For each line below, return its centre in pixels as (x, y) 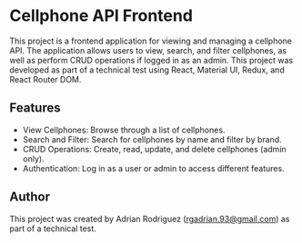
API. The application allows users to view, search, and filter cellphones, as (148, 50)
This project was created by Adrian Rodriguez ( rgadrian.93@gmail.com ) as (150, 219)
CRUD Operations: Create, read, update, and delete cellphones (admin (154, 149)
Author (30, 197)
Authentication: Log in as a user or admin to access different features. (153, 168)
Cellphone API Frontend (101, 16)
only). (33, 159)
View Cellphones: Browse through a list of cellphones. (124, 130)
